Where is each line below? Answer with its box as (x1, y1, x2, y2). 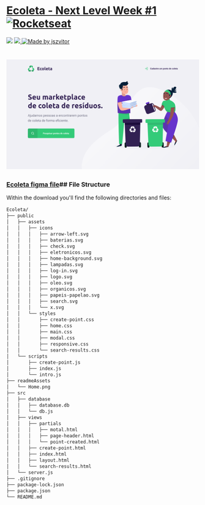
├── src (6, 390, 26, 396)
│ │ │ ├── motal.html (6, 427, 78, 433)
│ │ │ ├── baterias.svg (6, 237, 84, 243)
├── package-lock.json (6, 482, 64, 488)
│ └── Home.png (6, 384, 51, 390)
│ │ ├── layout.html (6, 457, 70, 463)
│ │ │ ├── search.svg (6, 298, 78, 304)
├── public (6, 213, 34, 219)
